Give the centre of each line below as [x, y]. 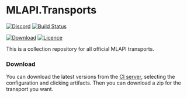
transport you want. [30, 89]
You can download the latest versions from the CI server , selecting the [91, 77]
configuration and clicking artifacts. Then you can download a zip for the [93, 83]
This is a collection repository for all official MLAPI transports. [80, 49]
